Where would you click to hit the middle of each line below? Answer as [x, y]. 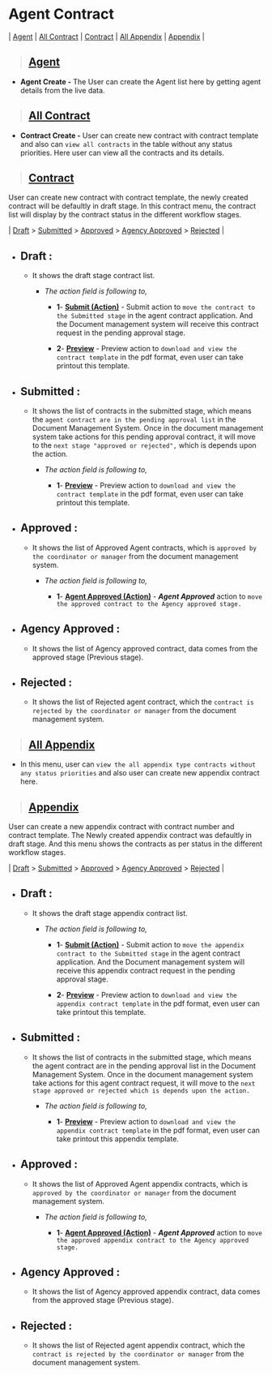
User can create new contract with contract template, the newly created [128, 198]
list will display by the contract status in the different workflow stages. [125, 215]
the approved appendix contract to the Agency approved [153, 1240]
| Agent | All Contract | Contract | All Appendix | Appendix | [106, 37]
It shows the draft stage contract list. [93, 276]
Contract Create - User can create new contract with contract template [139, 135]
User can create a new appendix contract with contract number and [121, 827]
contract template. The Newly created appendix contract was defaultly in [130, 836]
